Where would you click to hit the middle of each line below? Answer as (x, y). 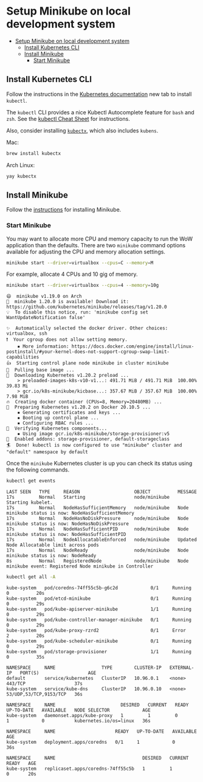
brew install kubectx (34, 153)
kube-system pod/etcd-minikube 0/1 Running (99, 599)
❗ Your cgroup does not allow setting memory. (67, 340)
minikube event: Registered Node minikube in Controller (80, 566)
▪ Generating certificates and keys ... (69, 413)
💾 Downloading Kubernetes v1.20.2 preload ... (68, 376)
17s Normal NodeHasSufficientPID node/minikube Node (98, 529)
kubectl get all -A (31, 577)
